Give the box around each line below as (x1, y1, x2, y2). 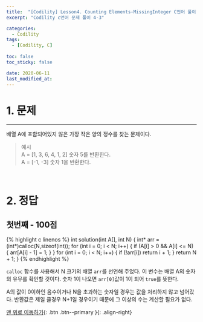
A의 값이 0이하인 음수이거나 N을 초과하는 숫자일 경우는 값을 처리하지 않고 (6, 288, 178, 295)
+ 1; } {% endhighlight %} (6, 255, 69, 263)
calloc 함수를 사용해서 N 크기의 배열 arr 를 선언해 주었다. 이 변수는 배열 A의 (6, 268, 184, 275)
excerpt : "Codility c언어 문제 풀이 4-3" (6, 15, 105, 21)
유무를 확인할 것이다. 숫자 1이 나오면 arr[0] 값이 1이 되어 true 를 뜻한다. (12, 275, 179, 283)
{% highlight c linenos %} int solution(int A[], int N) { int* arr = (6, 236, 160, 243)
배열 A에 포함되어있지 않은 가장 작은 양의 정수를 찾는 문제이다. (6, 131, 152, 138)
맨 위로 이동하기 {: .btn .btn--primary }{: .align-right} (6, 309, 132, 316)
